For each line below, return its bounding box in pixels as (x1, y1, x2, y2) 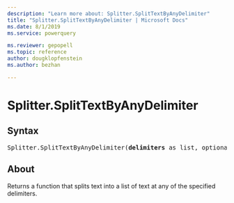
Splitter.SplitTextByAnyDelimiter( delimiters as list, (7, 143, 198, 152)
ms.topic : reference (7, 49, 68, 56)
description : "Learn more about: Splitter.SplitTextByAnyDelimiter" (7, 10, 210, 17)
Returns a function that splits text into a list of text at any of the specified (7, 181, 216, 190)
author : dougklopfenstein (7, 55, 82, 63)
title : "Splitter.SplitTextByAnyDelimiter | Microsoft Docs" (7, 17, 189, 24)
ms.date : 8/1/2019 (7, 23, 61, 30)
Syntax (7, 125, 39, 137)
